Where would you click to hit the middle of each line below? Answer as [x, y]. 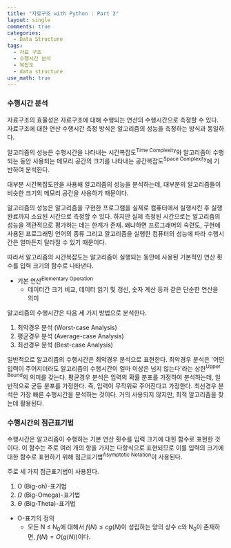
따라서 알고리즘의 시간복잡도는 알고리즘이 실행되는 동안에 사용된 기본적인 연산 [111, 257]
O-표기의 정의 [36, 518]
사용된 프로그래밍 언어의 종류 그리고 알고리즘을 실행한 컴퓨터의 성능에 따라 [107, 233]
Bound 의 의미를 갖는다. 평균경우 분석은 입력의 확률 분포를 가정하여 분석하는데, [110, 376]
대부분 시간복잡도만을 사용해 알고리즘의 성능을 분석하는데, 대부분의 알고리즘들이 [114, 184]
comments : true [29, 26]
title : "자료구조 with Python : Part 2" [63, 13]
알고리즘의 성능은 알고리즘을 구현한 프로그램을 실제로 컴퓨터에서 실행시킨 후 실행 [115, 208]
